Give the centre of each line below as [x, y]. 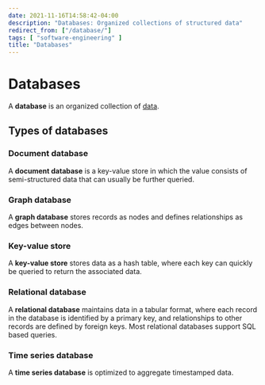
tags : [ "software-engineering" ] [65, 38]
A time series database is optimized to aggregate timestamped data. [121, 372]
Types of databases [58, 131]
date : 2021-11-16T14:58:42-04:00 [63, 15]
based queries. [33, 334]
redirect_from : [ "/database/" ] [60, 30]
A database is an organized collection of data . [84, 106]
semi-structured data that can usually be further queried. [101, 179]
